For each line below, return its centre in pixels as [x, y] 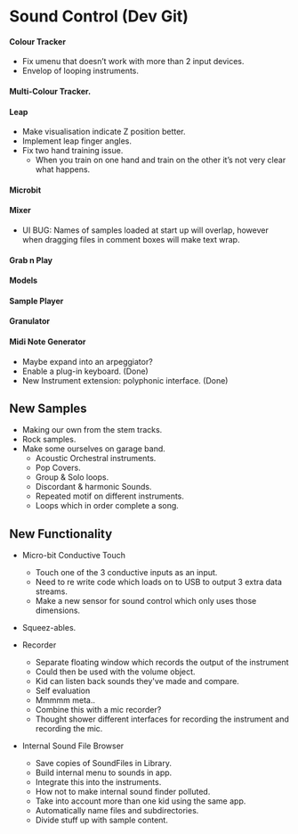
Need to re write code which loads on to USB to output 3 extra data [158, 582]
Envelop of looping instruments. [81, 71]
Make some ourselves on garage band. [94, 449]
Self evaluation [63, 691]
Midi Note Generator [48, 342]
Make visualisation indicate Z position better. [104, 132]
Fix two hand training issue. [72, 151]
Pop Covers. [58, 468]
